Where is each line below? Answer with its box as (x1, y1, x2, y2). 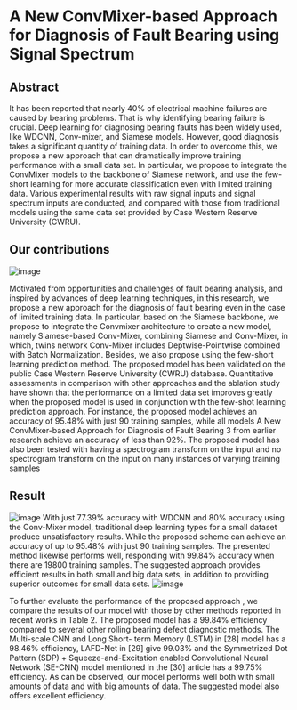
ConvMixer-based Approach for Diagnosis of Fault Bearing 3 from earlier (9, 424, 277, 435)
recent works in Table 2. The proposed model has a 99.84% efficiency (9, 614, 268, 625)
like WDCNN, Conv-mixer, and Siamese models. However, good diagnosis (9, 132, 280, 141)
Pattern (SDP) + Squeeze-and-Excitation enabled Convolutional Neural (9, 652, 269, 663)
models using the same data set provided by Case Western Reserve (9, 207, 258, 217)
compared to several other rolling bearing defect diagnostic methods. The (9, 624, 280, 634)
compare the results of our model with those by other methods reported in (9, 605, 282, 616)
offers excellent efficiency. (9, 690, 107, 700)
